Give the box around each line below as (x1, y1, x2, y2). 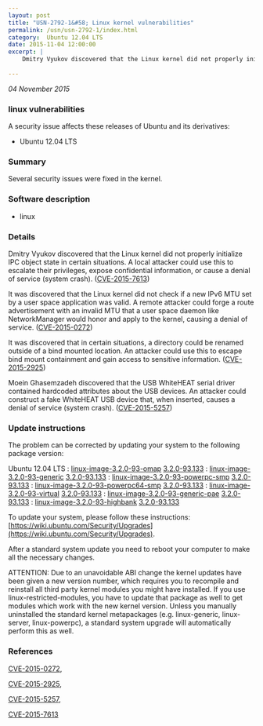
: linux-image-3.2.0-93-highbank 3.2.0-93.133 (31, 498, 180, 507)
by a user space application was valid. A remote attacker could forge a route (8, 297, 254, 307)
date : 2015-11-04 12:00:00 (8, 41, 96, 49)
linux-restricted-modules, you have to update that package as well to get (8, 593, 243, 603)
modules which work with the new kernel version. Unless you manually (8, 601, 237, 611)
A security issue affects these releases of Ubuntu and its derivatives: (8, 122, 230, 131)
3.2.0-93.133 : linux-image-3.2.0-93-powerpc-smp (65, 472, 230, 482)
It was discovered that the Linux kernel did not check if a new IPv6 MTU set (8, 289, 252, 298)
